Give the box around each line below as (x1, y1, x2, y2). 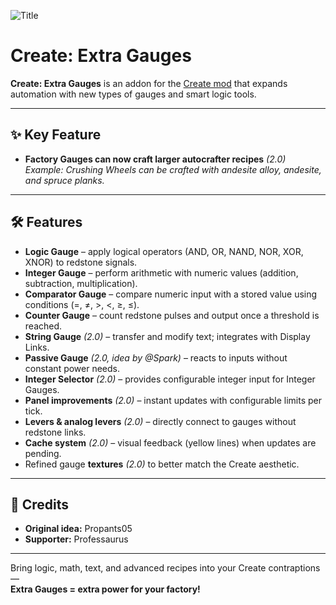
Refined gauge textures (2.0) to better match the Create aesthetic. (24, 458, 300, 470)
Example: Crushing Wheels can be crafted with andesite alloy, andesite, (24, 163, 322, 175)
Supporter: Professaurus (24, 533, 129, 545)
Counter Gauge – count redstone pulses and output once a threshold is (24, 309, 320, 321)
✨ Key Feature (10, 126, 102, 144)
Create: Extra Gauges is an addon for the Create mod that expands (10, 77, 288, 89)
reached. (24, 320, 63, 332)
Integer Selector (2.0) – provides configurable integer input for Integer (24, 373, 316, 385)
